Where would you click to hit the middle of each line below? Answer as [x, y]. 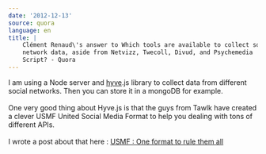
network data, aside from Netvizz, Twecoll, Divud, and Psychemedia [138, 52]
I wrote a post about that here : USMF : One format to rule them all [116, 141]
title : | [23, 38]
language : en [30, 30]
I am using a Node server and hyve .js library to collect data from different [127, 82]
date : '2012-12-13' [40, 15]
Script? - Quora [49, 60]
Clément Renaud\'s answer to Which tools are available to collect [136, 45]
